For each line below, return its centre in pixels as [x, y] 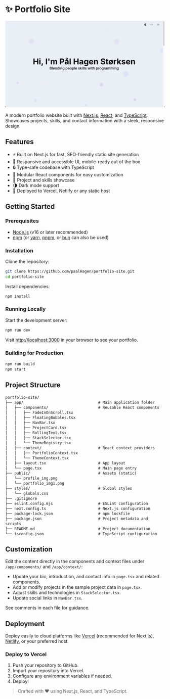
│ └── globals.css [27, 493]
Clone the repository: [27, 261]
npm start [16, 369]
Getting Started [30, 206]
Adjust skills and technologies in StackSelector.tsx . [67, 593]
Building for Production [34, 353]
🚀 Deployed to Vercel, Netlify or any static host [61, 191]
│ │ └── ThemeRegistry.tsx [38, 443]
